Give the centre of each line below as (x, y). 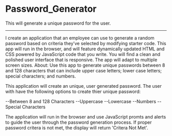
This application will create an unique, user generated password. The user (84, 86)
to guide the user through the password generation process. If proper (79, 122)
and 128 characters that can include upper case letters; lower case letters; (84, 70)
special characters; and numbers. (41, 76)
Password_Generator (51, 9)
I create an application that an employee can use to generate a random (80, 38)
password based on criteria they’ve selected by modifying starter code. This (86, 43)
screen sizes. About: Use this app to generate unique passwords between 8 (85, 65)
